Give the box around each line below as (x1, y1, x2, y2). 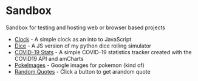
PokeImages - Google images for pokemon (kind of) (14, 62, 145, 69)
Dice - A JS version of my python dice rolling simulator (14, 42, 152, 49)
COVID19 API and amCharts (14, 55, 84, 62)
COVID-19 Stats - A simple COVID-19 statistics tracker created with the (14, 48, 192, 55)
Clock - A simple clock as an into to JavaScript (14, 35, 132, 43)
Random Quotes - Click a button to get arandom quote (14, 68, 151, 75)
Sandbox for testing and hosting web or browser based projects (5, 24, 165, 31)
